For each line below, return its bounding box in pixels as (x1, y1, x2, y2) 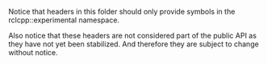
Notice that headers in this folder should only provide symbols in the (8, 7, 236, 16)
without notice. (8, 48, 58, 57)
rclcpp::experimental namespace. (8, 15, 119, 25)
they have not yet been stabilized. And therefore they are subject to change (8, 39, 260, 49)
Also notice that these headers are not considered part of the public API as (8, 31, 257, 40)
